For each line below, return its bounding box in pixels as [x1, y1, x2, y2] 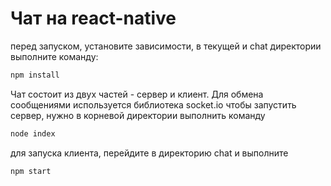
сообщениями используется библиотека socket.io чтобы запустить [10, 98, 297, 111]
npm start [10, 166, 52, 176]
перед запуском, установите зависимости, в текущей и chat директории [10, 40, 322, 52]
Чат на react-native [10, 7, 177, 30]
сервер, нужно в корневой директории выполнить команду [10, 109, 266, 121]
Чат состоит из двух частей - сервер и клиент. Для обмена [10, 88, 264, 100]
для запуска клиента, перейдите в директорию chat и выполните [10, 147, 289, 159]
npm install [10, 70, 60, 80]
